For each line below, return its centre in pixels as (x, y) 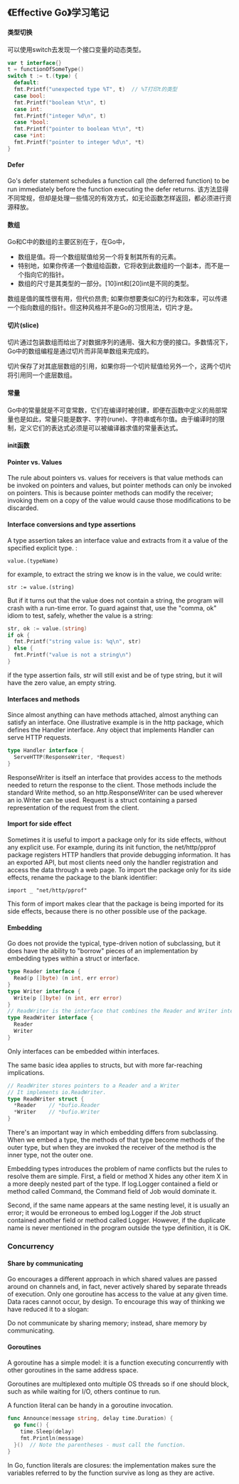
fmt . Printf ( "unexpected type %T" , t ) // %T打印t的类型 (96, 90)
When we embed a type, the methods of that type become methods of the (116, 1140)
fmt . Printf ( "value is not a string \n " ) (73, 655)
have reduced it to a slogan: (48, 1309)
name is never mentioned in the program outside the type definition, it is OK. (119, 1228)
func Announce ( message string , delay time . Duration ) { (90, 1419)
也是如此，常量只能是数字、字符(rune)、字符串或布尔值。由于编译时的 (116, 419)
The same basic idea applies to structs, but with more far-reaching (105, 1065)
